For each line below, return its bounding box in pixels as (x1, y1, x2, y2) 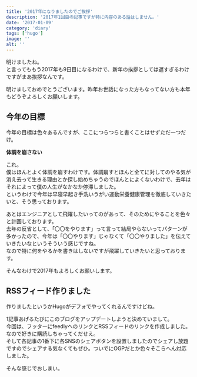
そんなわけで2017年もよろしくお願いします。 (6, 267, 115, 274)
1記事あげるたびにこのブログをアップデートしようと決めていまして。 (6, 315, 173, 322)
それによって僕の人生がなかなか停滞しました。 (6, 183, 119, 190)
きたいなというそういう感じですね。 (11, 240, 99, 247)
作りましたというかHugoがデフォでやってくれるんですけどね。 (6, 303, 158, 310)
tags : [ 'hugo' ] (6, 31, 44, 37)
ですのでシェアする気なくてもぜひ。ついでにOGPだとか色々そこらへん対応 (6, 345, 187, 352)
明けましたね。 (6, 58, 42, 65)
